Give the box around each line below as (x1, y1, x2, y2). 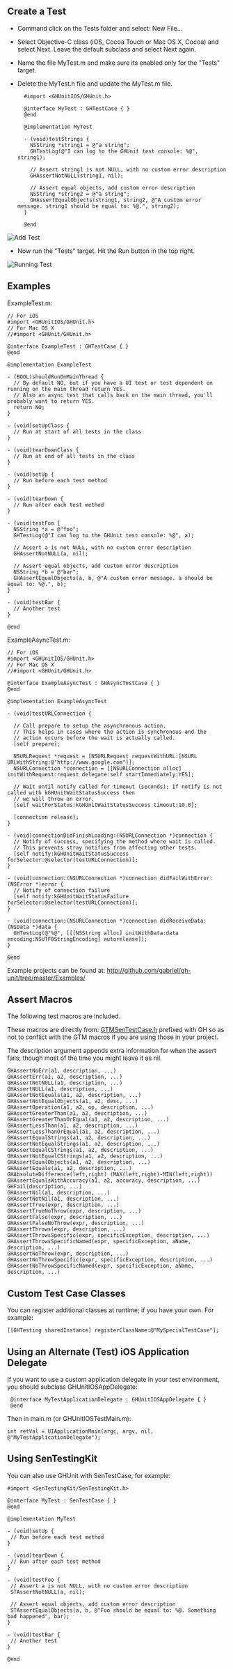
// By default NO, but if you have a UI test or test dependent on (13, 379, 214, 386)
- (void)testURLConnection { (7, 710, 92, 717)
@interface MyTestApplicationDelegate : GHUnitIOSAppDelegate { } (10, 1397, 207, 1403)
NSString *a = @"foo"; (13, 525, 79, 532)
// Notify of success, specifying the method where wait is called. (13, 838, 216, 845)
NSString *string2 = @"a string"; (30, 190, 130, 197)
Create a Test (7, 6, 66, 17)
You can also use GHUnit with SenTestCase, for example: (7, 1471, 171, 1479)
